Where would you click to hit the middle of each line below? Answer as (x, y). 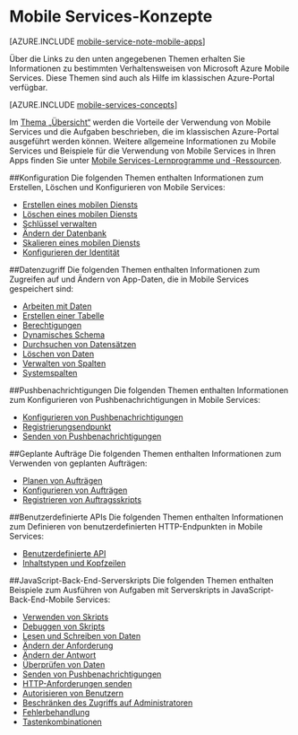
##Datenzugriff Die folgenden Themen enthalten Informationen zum (135, 269)
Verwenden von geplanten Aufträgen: (78, 463)
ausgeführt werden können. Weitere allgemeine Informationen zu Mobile (143, 141)
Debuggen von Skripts (64, 626)
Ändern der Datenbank (64, 233)
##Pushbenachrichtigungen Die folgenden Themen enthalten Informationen (149, 390)
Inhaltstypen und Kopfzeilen (74, 563)
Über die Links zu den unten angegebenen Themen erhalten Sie (128, 58)
